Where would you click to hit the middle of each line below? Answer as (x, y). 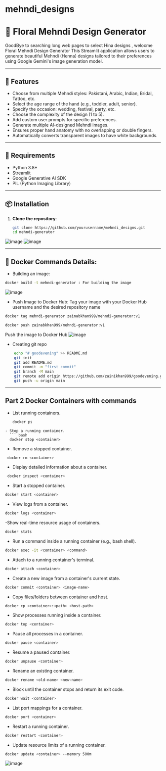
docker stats (19, 532)
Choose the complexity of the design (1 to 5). (58, 114)
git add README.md (33, 362)
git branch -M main (34, 372)
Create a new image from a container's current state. (66, 578)
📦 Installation (27, 204)
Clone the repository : (35, 218)
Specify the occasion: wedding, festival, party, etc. (64, 109)
